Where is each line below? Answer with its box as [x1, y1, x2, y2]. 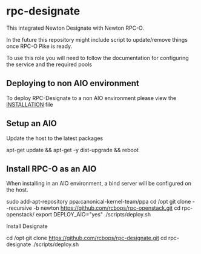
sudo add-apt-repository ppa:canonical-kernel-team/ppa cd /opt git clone [6, 198, 191, 206]
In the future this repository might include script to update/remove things [6, 36, 188, 43]
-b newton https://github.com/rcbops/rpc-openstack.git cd [33, 204, 180, 212]
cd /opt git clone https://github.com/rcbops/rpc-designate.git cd [6, 235, 168, 242]
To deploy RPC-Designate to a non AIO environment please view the [6, 94, 177, 101]
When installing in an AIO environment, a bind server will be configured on [6, 180, 192, 187]
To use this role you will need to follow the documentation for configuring [6, 54, 189, 61]
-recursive [6, 204, 32, 212]
